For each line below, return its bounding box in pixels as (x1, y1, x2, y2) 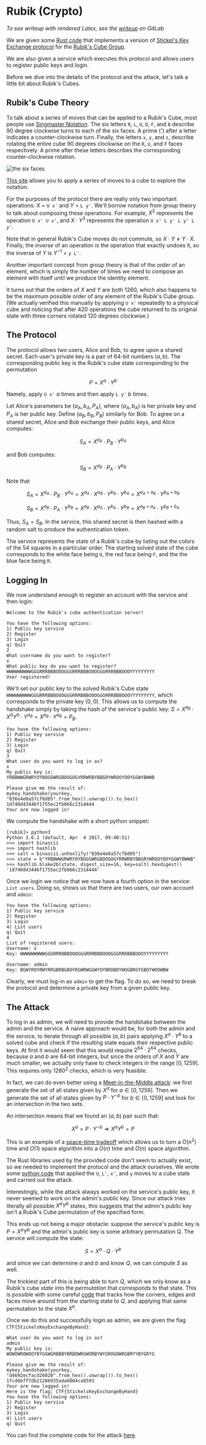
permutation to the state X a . (6, 1303, 77, 1312)
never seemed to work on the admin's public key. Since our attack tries (6, 1194, 186, 1202)
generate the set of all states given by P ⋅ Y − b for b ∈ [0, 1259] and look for (6, 1093, 196, 1102)
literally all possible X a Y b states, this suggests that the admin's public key (6, 1201, 192, 1209)
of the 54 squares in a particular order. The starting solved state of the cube (6, 544, 199, 551)
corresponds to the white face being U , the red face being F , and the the (6, 551, 188, 558)
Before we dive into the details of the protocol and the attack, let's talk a (6, 73, 188, 80)
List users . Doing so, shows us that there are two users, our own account (6, 884, 194, 892)
